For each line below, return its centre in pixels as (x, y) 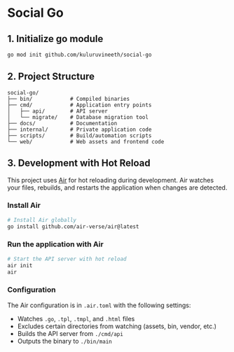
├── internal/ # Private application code (80, 129)
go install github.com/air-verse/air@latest (73, 226)
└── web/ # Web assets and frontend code (86, 141)
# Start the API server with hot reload (67, 259)
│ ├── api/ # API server (58, 111)
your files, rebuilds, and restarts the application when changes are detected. (117, 188)
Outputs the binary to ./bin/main (64, 341)
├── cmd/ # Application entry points (80, 105)
